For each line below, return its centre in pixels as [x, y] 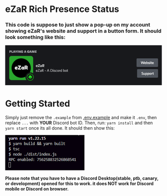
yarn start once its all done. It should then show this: [60, 128]
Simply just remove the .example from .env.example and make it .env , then [81, 117]
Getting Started [38, 104]
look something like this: [35, 37]
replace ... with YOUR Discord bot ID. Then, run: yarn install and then [79, 123]
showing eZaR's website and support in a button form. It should [83, 31]
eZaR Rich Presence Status [62, 9]
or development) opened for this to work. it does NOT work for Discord [80, 184]
